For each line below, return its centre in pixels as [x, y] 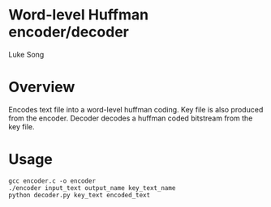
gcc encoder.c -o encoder [52, 181]
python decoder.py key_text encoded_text [80, 195]
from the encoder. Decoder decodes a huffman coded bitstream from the [131, 118]
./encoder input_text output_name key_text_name [92, 188]
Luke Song [26, 54]
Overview [42, 87]
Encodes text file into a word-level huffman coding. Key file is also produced [136, 109]
